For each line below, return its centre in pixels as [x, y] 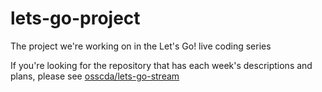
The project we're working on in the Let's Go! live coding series [141, 46]
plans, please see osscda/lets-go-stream [95, 76]
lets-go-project [75, 18]
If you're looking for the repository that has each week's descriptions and [161, 65]
